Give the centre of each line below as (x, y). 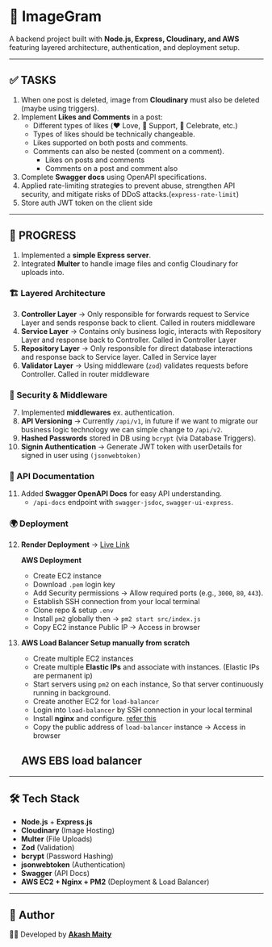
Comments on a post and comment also (111, 168)
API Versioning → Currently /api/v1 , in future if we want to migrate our (139, 421)
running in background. (72, 692)
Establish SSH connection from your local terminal (116, 601)
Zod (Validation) (48, 848)
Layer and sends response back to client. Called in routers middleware (138, 323)
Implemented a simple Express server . (86, 255)
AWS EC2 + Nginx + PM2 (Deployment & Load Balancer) (115, 882)
